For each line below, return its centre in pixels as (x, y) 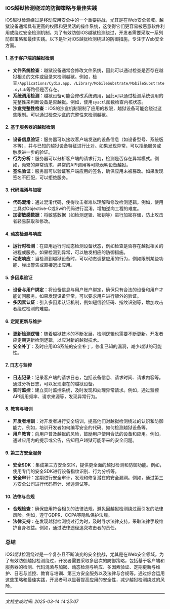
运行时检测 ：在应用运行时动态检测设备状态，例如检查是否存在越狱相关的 (88, 246)
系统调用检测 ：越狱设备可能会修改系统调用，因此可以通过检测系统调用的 (88, 95)
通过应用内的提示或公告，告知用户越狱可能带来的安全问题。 (75, 440)
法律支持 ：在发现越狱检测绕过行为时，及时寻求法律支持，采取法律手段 (86, 521)
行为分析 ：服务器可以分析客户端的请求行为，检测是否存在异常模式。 (83, 158)
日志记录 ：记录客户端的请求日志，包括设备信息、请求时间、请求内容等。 (88, 377)
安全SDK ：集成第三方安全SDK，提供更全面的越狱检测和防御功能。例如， (88, 465)
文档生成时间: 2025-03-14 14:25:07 (42, 601)
